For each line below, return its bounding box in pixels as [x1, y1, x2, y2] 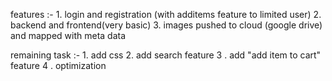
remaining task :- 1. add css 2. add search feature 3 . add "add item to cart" [10, 49, 322, 61]
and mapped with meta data [10, 30, 127, 41]
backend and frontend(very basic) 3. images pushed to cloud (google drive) [10, 19, 323, 31]
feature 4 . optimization [10, 60, 107, 71]
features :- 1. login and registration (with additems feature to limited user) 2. [10, 9, 322, 20]
